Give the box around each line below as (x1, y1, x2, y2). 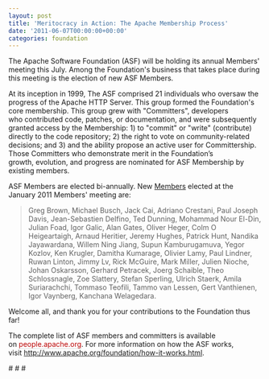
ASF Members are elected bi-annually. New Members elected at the (8, 182, 234, 192)
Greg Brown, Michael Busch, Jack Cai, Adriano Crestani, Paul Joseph (27, 206, 259, 216)
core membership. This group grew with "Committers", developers (8, 106, 229, 116)
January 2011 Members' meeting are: (8, 190, 131, 200)
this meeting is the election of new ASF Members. (8, 73, 174, 83)
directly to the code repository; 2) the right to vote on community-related (8, 132, 250, 142)
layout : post (8, 11, 52, 20)
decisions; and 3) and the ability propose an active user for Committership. (8, 140, 257, 150)
